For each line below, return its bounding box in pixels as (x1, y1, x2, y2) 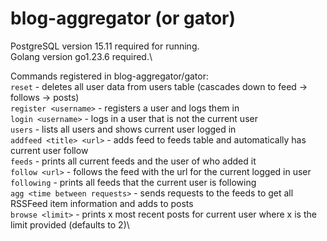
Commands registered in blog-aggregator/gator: (10, 70, 209, 82)
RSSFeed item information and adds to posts (10, 197, 194, 209)
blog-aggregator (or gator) (10, 7, 237, 30)
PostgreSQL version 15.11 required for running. (10, 40, 200, 52)
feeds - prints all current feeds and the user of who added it (10, 155, 257, 167)
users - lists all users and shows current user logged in (10, 123, 237, 135)
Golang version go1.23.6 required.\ (10, 50, 153, 62)
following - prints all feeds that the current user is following (10, 176, 257, 188)
